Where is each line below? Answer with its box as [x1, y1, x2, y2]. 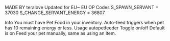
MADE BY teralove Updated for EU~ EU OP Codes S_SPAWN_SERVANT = [5, 5, 159, 10]
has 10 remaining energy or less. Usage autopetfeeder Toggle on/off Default [5, 25, 165, 31]
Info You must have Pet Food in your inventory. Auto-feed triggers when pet [5, 20, 164, 25]
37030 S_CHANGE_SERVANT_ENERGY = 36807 [5, 10, 105, 16]
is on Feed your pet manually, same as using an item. [5, 30, 116, 36]
